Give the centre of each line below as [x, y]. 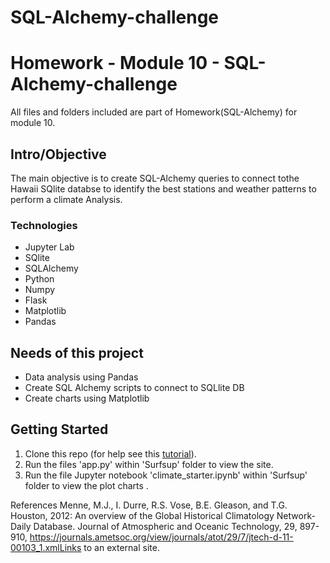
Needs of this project [77, 352]
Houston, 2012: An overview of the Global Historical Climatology [142, 515]
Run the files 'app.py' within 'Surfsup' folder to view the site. [149, 464]
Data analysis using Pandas [81, 377]
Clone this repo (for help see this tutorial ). [110, 453]
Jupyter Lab [49, 247]
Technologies [44, 225]
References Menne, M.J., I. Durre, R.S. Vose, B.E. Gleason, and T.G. [149, 505]
